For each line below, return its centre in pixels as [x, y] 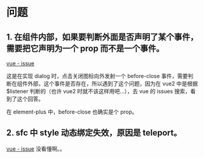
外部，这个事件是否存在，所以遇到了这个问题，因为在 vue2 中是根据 [112, 84]
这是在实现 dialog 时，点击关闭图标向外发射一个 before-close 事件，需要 [97, 76]
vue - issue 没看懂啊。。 [36, 149]
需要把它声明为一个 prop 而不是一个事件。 [85, 48]
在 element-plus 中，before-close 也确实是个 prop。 [72, 112]
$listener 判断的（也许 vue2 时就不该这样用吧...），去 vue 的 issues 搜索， [98, 91]
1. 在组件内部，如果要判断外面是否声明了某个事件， [102, 37]
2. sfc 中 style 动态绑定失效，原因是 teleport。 [94, 133]
